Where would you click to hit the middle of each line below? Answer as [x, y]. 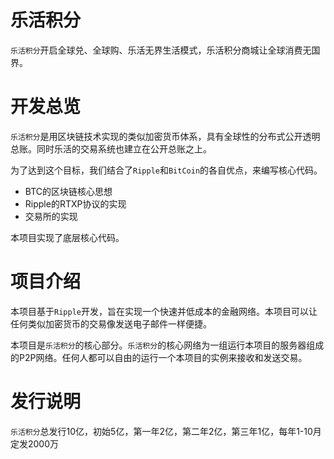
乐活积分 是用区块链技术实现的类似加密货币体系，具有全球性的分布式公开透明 [165, 136]
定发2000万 [35, 443]
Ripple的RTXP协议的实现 [75, 203]
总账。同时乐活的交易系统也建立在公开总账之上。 [111, 148]
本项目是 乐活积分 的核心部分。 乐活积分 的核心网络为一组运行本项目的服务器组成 [167, 345]
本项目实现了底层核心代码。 [67, 237]
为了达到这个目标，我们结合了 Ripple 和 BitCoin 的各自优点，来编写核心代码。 [166, 170]
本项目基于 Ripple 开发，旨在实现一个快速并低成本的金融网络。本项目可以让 [164, 311]
